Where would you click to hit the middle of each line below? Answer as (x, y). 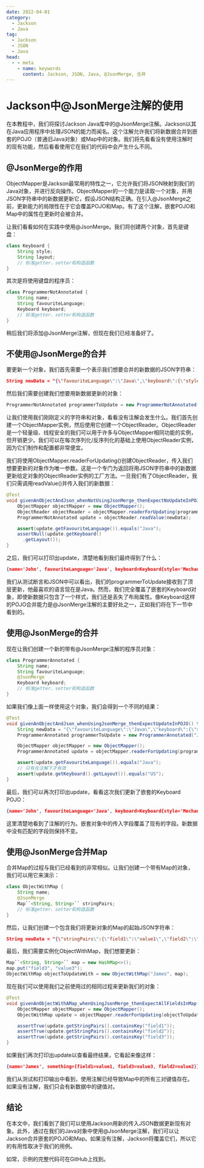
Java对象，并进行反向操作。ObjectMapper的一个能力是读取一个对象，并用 (99, 191)
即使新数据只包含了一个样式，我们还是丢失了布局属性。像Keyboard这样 (106, 596)
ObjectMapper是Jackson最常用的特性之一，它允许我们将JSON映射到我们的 (101, 183)
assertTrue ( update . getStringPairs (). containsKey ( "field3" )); (96, 1037)
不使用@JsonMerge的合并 (56, 354)
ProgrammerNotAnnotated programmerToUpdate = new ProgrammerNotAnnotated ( (103, 405)
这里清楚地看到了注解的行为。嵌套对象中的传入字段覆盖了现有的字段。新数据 (102, 823)
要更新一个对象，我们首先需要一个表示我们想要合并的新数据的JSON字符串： (101, 370)
